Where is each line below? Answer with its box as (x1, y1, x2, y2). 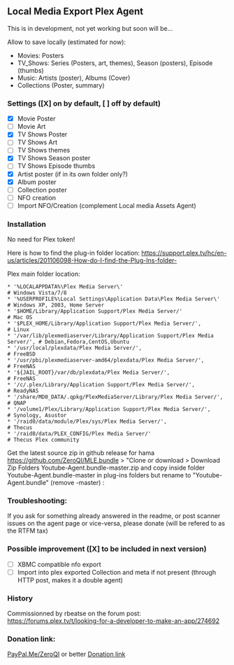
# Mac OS (7, 314, 33, 321)
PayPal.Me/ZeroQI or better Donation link (7, 650, 126, 659)
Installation (7, 219, 47, 229)
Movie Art (17, 122, 46, 131)
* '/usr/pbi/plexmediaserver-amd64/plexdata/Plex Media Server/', (7, 357, 205, 364)
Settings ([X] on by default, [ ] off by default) (7, 98, 161, 108)
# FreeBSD (7, 351, 36, 358)
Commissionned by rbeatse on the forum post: (7, 609, 142, 618)
